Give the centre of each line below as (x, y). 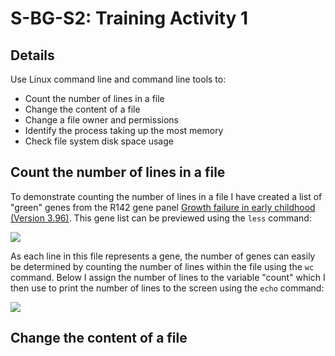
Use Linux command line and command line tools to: (118, 79)
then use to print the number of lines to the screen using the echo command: (167, 288)
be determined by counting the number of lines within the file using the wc (162, 266)
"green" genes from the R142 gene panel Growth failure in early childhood (163, 207)
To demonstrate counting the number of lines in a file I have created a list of (166, 196)
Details (32, 55)
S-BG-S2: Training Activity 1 (129, 18)
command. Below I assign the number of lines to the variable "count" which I (168, 277)
